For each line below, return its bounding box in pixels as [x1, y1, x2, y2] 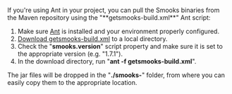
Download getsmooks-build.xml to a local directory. [17, 35, 168, 43]
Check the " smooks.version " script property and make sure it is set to [17, 42, 224, 50]
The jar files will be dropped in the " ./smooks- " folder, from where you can [7, 71, 226, 79]
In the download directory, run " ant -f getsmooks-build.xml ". [17, 57, 197, 65]
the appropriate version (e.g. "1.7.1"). [17, 49, 123, 58]
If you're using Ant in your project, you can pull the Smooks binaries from [7, 6, 220, 14]
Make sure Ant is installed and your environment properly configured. [17, 27, 220, 35]
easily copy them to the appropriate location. [7, 78, 138, 86]
